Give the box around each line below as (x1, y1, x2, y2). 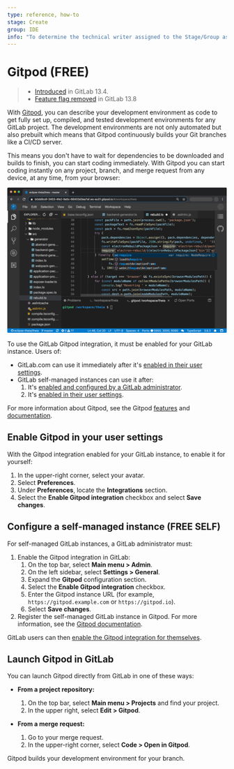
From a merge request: (17, 719, 85, 729)
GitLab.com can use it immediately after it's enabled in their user (17, 360, 203, 369)
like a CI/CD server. (7, 138, 63, 147)
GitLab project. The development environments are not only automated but (7, 123, 221, 132)
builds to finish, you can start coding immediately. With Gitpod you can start (7, 159, 225, 167)
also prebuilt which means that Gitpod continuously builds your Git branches (7, 130, 227, 139)
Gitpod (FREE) (7, 64, 89, 80)
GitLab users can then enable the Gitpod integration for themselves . (7, 633, 202, 641)
